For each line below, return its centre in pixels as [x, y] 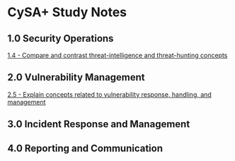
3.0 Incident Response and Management [99, 124]
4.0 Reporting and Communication [85, 148]
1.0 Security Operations [61, 38]
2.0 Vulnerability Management [76, 77]
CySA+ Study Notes [67, 12]
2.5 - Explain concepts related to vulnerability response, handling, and [110, 94]
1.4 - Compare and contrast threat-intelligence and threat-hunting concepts [117, 55]
